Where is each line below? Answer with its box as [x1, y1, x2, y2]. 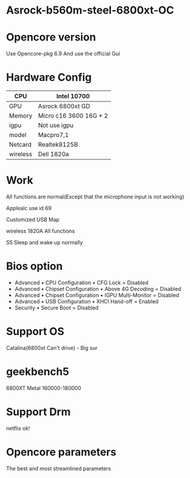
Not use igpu [38, 122, 74, 130]
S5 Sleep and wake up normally [6, 239, 83, 245]
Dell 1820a [38, 150, 70, 158]
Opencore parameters [6, 445, 117, 459]
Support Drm [6, 405, 71, 418]
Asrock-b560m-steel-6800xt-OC [6, 4, 174, 17]
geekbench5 [6, 365, 70, 378]
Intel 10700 [56, 92, 90, 100]
